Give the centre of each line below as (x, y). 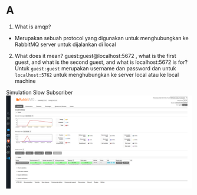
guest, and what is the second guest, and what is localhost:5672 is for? (101, 62)
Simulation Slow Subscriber (40, 92)
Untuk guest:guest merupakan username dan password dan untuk (95, 68)
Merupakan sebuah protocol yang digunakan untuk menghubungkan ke (101, 38)
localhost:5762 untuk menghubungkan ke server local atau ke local (97, 74)
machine (25, 81)
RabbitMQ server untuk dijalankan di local (65, 44)
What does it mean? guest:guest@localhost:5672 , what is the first (95, 56)
